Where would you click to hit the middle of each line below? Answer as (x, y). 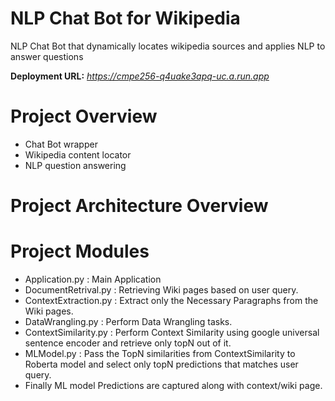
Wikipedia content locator (78, 154)
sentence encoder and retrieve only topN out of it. (128, 343)
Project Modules (80, 251)
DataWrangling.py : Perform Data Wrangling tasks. (128, 321)
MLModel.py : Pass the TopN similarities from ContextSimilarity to (160, 353)
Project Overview (84, 116)
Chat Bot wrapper (61, 144)
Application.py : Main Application (93, 279)
